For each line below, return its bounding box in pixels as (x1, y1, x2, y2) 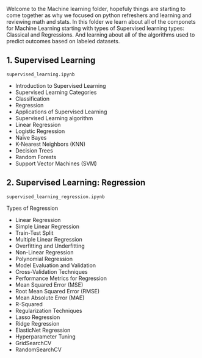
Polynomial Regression (15, 255, 73, 262)
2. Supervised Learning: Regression (6, 177, 146, 188)
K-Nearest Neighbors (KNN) (15, 140, 86, 148)
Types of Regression (6, 204, 59, 212)
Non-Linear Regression (15, 248, 74, 256)
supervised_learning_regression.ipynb (6, 193, 105, 200)
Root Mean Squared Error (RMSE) (15, 287, 100, 295)
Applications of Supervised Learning (15, 108, 107, 115)
